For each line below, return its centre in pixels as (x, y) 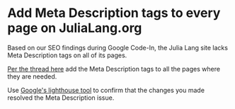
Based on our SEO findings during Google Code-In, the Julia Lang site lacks (118, 47)
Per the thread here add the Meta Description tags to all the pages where (114, 69)
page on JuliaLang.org (75, 28)
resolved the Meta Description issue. (61, 98)
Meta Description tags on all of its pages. (67, 55)
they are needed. (32, 76)
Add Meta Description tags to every (114, 13)
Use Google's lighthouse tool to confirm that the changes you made (106, 90)
